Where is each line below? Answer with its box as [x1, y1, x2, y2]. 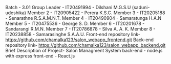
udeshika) [5, 10, 27, 16]
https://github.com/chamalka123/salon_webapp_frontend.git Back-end [5, 37, 154, 43]
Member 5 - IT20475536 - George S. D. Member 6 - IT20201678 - [5, 20, 145, 26]
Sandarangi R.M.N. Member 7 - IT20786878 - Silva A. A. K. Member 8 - [5, 26, 156, 32]
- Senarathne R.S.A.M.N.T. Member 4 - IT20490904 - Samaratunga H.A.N [5, 15, 162, 21]
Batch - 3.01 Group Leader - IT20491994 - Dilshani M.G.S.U [5, 5, 131, 10]
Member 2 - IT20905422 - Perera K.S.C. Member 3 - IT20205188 [27, 10, 165, 16]
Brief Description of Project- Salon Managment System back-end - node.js [5, 48, 163, 53]
